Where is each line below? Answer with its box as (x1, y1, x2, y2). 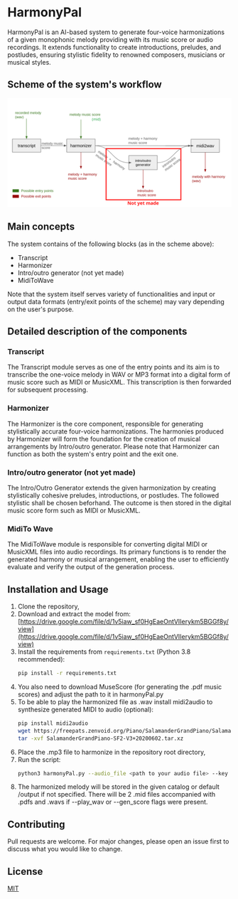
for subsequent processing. (7, 385, 89, 394)
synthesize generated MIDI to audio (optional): (17, 705, 154, 714)
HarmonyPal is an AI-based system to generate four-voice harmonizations (7, 28, 225, 36)
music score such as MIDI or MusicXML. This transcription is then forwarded (7, 378, 232, 387)
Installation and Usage (7, 583, 109, 596)
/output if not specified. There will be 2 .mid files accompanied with (17, 790, 216, 799)
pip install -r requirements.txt (17, 669, 117, 677)
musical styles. (7, 58, 51, 66)
